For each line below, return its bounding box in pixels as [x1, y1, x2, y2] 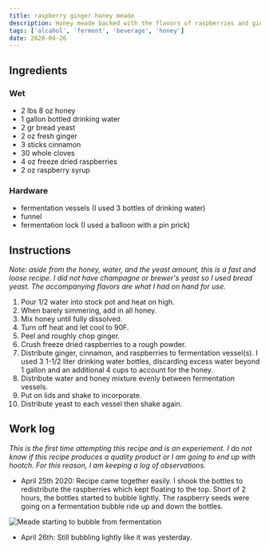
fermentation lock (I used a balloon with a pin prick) [20, 221, 191, 230]
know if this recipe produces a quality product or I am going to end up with [9, 452, 256, 461]
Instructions [9, 243, 71, 257]
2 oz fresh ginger [20, 131, 78, 141]
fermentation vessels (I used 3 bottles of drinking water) [20, 203, 206, 213]
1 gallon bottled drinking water [20, 114, 121, 124]
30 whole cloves [20, 148, 75, 157]
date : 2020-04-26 [9, 34, 67, 42]
